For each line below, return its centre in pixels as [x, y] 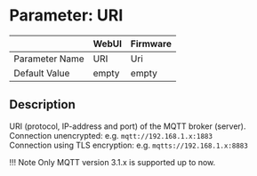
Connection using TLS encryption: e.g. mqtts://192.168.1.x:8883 [129, 145]
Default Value [42, 73]
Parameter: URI [66, 16]
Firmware [151, 44]
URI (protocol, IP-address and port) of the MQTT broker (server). [128, 126]
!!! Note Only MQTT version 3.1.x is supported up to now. [112, 162]
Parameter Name [49, 59]
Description [42, 104]
